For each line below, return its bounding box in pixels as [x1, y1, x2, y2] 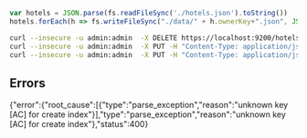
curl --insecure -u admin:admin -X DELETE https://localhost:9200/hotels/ [9, 33, 304, 43]
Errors [9, 75, 46, 91]
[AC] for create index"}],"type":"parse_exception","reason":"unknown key [9, 109, 286, 120]
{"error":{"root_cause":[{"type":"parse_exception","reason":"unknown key [9, 100, 289, 111]
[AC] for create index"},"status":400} [9, 119, 149, 130]
